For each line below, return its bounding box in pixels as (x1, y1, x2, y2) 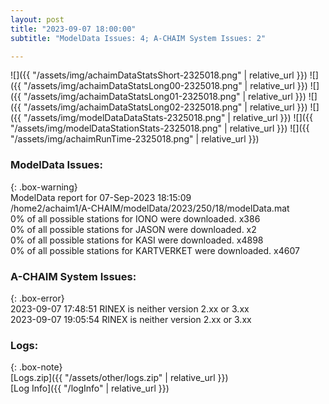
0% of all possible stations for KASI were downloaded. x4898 (10, 234, 264, 246)
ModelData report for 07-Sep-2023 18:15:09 (10, 191, 192, 203)
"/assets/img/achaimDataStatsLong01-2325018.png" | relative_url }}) (23, 91, 307, 103)
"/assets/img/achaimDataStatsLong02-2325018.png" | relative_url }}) (23, 101, 308, 113)
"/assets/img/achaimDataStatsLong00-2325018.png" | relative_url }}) (23, 80, 308, 92)
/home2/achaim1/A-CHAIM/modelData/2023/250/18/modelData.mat (10, 202, 290, 214)
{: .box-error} (10, 292, 65, 304)
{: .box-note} (10, 361, 63, 373)
